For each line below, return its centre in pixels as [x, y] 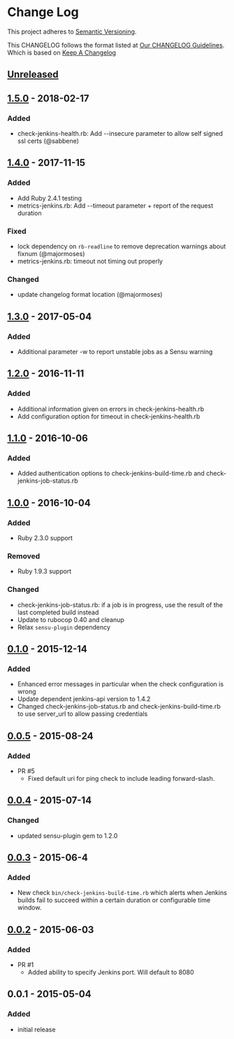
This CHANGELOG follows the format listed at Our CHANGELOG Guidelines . [116, 45]
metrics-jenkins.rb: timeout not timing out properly [90, 261]
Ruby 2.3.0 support [45, 538]
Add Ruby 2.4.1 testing [50, 198]
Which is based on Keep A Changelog [62, 52]
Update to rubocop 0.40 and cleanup [71, 619]
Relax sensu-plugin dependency [64, 627]
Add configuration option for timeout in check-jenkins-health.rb [109, 416]
